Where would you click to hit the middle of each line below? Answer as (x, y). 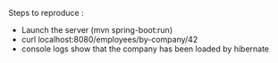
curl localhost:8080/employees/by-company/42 (110, 39)
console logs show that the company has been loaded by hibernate (145, 49)
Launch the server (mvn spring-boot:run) (97, 30)
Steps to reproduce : (46, 13)
